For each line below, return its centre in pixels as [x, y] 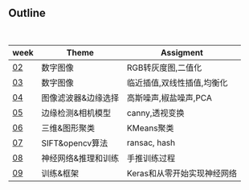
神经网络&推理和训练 [80, 158]
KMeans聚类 [151, 128]
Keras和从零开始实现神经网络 [182, 173]
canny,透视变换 [156, 113]
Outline [27, 13]
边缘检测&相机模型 [76, 113]
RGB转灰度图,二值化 [165, 68]
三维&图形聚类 [68, 128]
